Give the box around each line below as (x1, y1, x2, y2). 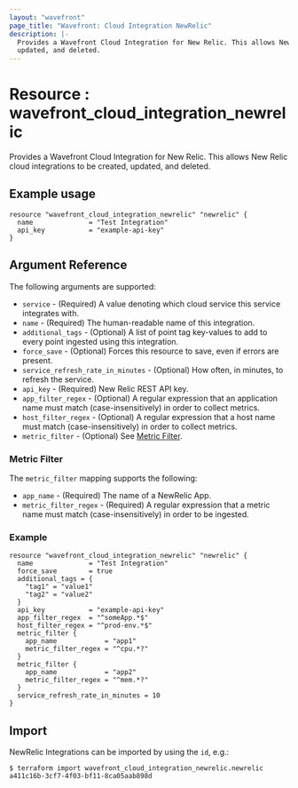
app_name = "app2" (25, 668, 137, 677)
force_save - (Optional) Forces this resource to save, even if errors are (21, 346, 279, 356)
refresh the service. (21, 374, 95, 385)
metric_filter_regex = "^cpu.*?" (25, 645, 149, 654)
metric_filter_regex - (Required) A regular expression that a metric (21, 499, 271, 510)
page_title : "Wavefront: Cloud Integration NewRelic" (9, 21, 213, 30)
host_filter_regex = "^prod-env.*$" (17, 621, 153, 631)
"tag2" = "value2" (25, 590, 93, 600)
